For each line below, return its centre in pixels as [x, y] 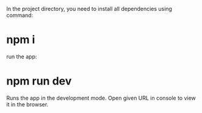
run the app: [22, 56]
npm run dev [39, 81]
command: [20, 15]
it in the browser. [27, 104]
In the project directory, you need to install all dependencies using [89, 9]
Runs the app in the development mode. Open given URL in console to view [101, 98]
